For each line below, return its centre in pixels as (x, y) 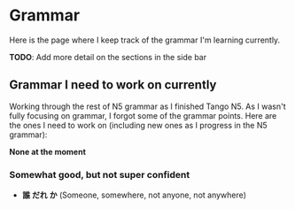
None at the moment (48, 151)
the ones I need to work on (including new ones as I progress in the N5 (138, 125)
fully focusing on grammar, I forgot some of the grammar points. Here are (143, 115)
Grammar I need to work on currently (113, 85)
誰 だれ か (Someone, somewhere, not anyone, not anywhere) (134, 195)
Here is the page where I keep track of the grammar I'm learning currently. (145, 40)
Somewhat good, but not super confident (100, 174)
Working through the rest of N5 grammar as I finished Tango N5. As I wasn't (147, 106)
